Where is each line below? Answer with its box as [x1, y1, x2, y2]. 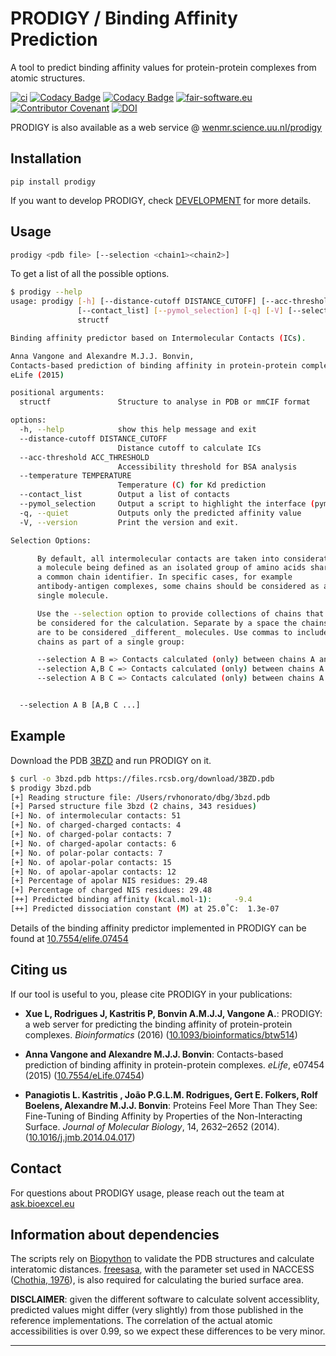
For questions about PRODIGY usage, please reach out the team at [10, 1187, 285, 1199]
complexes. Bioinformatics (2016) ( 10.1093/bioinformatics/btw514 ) [24, 1028, 298, 1041]
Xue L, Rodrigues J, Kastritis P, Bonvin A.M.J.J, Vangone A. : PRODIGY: [24, 1007, 323, 1019]
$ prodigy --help [10, 287, 83, 297]
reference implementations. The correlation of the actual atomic [10, 1315, 273, 1327]
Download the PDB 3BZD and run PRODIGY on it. [10, 754, 212, 766]
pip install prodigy [10, 177, 97, 187]
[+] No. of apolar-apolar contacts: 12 [10, 867, 177, 877]
